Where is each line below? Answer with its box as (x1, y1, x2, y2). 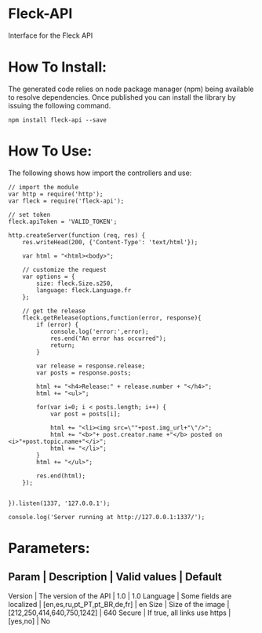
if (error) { (36, 320, 79, 328)
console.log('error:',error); (49, 327, 149, 335)
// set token (8, 210, 51, 218)
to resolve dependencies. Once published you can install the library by (8, 92, 236, 102)
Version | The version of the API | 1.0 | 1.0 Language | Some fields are (8, 591, 232, 601)
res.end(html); (36, 472, 86, 480)
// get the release (22, 307, 86, 315)
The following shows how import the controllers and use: (8, 168, 192, 177)
